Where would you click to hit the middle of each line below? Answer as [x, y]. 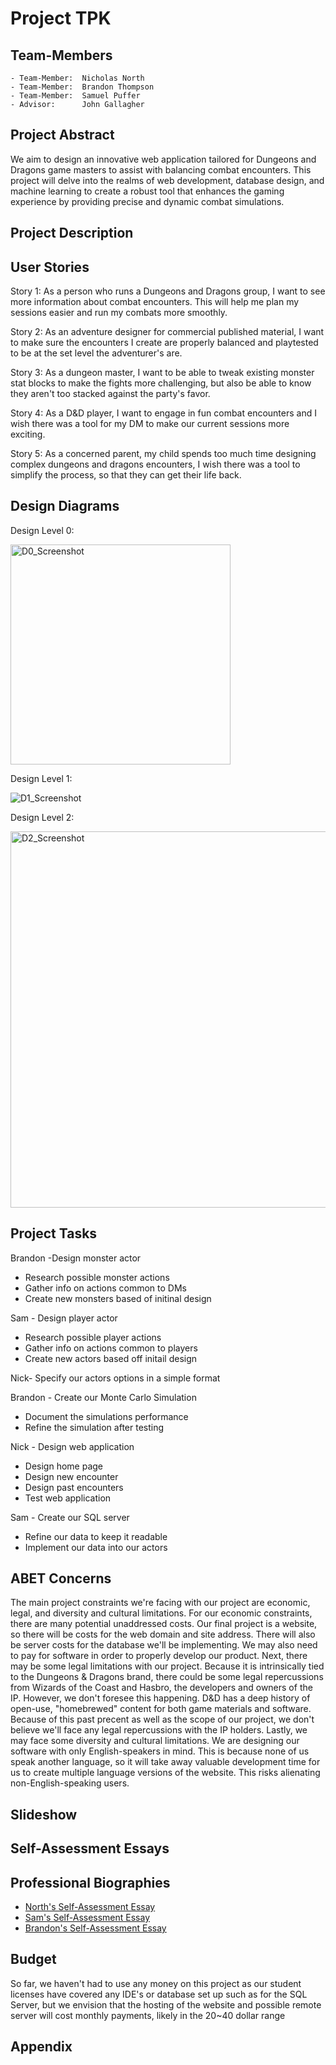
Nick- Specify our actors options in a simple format [115, 1378]
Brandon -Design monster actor [76, 1258]
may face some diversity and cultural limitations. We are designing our [155, 1741]
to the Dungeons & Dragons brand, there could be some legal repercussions [167, 1677]
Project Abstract [62, 135]
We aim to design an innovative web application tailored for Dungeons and [163, 159]
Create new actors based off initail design [111, 1358]
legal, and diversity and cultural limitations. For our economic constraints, [161, 1613]
